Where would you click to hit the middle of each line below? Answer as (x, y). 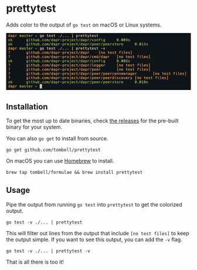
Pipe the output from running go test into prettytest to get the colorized (94, 204)
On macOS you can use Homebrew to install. (60, 161)
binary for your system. (34, 127)
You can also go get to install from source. (57, 138)
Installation (27, 107)
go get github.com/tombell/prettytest (53, 150)
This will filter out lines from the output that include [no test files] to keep (98, 233)
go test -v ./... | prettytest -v (48, 251)
